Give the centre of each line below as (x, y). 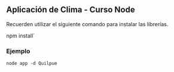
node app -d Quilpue (32, 64)
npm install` (20, 36)
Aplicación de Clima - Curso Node (71, 10)
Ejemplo (18, 51)
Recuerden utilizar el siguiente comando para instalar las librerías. (87, 24)
